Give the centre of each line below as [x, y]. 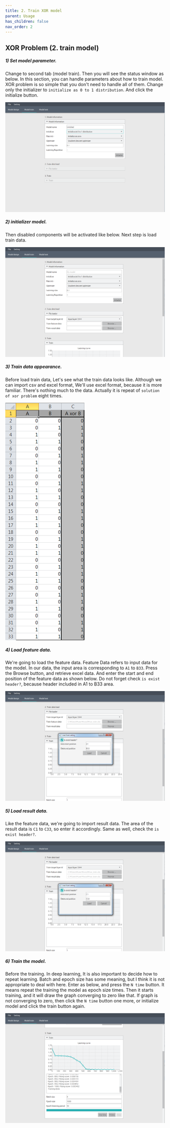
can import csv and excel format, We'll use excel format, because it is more [84, 385]
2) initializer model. [26, 222]
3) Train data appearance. [34, 367]
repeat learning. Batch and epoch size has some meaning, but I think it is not [85, 979]
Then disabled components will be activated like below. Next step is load [81, 234]
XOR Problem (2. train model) [52, 48]
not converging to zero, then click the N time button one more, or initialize [82, 1001]
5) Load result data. [27, 811]
